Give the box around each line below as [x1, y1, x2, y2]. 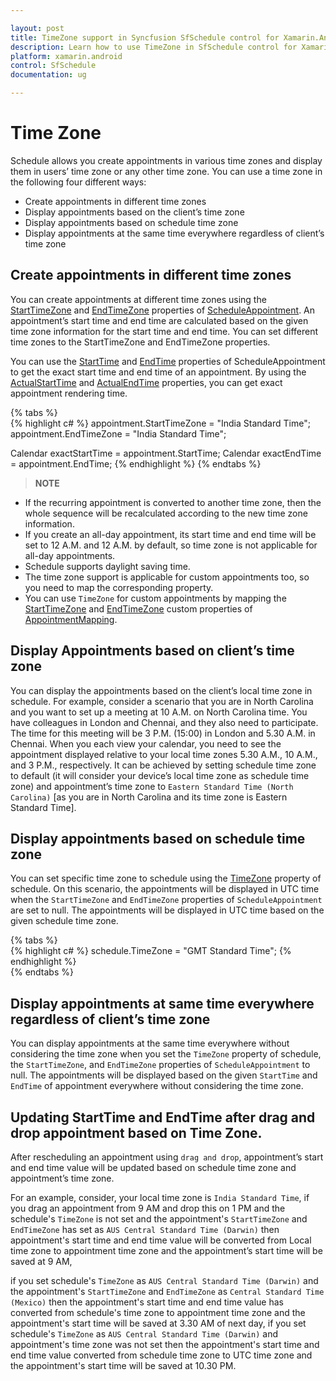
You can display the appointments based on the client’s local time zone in [10, 684, 313, 696]
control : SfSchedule [10, 61, 97, 71]
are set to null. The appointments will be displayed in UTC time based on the [10, 904, 325, 916]
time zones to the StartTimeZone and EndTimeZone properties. [10, 336, 271, 348]
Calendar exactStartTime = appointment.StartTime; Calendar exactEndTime [10, 447, 322, 459]
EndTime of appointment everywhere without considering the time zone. [10, 1080, 304, 1092]
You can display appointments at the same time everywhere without [10, 1037, 290, 1050]
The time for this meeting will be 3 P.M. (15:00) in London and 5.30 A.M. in [10, 727, 316, 739]
